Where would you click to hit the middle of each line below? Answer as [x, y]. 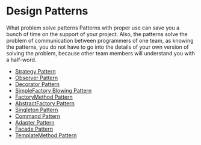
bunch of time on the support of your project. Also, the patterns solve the [97, 34]
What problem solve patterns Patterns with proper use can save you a [93, 28]
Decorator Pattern [37, 84]
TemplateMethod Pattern [46, 135]
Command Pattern [38, 116]
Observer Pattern [36, 78]
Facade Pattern [34, 129]
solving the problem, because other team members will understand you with [101, 53]
